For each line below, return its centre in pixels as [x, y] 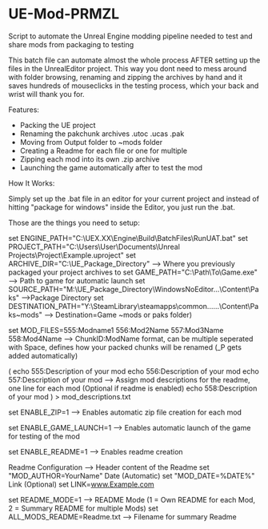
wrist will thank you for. [47, 94]
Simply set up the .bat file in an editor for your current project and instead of [134, 198]
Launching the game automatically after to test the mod [111, 167]
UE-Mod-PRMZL [64, 14]
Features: [24, 110]
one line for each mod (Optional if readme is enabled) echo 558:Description [133, 388]
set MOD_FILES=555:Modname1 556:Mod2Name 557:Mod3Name [116, 330]
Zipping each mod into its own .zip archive [90, 159]
